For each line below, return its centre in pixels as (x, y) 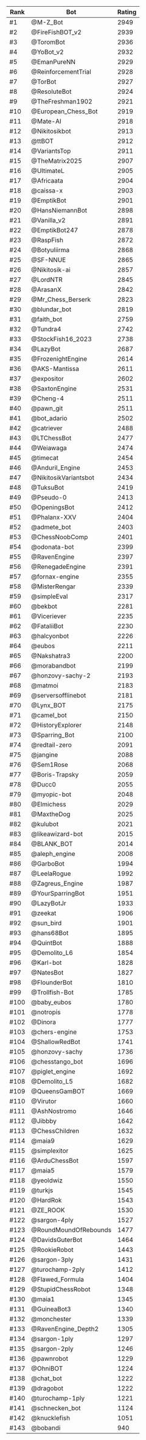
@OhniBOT (47, 1368)
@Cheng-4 (48, 398)
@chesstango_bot (57, 1061)
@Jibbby (44, 1121)
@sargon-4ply (53, 1220)
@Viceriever (49, 616)
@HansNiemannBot (59, 210)
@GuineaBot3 (51, 1309)
